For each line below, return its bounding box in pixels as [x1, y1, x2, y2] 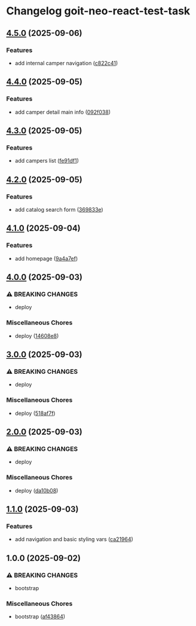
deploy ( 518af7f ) [14, 410, 56, 417]
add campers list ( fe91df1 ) [14, 157, 79, 164]
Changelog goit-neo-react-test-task [6, 4, 191, 18]
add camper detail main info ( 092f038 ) [14, 108, 111, 115]
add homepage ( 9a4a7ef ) [14, 255, 78, 262]
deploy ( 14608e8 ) [14, 332, 59, 339]
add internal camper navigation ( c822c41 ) [14, 59, 118, 66]
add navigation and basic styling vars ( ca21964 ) [14, 536, 133, 543]
